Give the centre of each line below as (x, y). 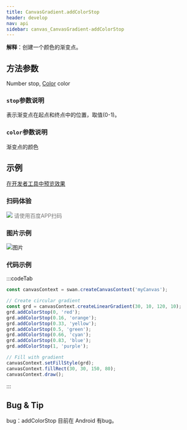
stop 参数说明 (25, 100)
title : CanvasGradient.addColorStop (53, 12)
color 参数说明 (27, 132)
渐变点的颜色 (22, 147)
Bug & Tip (25, 405)
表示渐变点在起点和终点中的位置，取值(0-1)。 (63, 115)
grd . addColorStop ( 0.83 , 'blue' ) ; (49, 341)
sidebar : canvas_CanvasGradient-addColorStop (65, 29)
